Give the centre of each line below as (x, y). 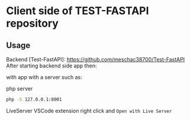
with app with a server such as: (44, 77)
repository (33, 23)
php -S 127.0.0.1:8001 (34, 99)
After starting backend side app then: (51, 66)
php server (20, 89)
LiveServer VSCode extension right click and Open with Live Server (89, 111)
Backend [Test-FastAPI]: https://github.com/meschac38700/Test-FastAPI (96, 59)
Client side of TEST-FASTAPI (77, 11)
